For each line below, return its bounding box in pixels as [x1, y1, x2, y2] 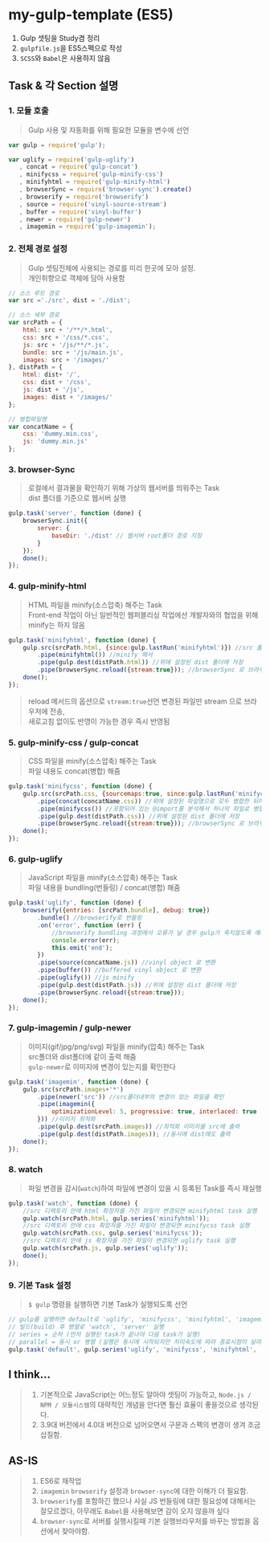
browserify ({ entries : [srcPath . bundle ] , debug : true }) [22, 906, 211, 915]
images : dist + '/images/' [22, 393, 113, 401]
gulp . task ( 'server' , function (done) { [8, 509, 142, 517]
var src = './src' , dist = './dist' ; [8, 296, 131, 304]
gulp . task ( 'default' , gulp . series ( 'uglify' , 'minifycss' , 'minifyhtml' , [8, 1345, 257, 1353]
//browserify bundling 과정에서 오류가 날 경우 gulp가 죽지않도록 [51, 929, 252, 937]
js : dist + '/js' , [22, 386, 84, 394]
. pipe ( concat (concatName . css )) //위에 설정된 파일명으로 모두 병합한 [37, 797, 250, 805]
